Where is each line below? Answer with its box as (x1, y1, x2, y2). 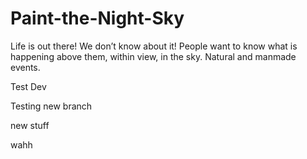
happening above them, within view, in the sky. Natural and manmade (10, 50, 297, 62)
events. (10, 61, 41, 73)
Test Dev (10, 80, 47, 92)
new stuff (10, 119, 50, 131)
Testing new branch (10, 100, 93, 112)
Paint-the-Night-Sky (10, 7, 185, 30)
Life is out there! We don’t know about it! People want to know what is (10, 40, 298, 52)
